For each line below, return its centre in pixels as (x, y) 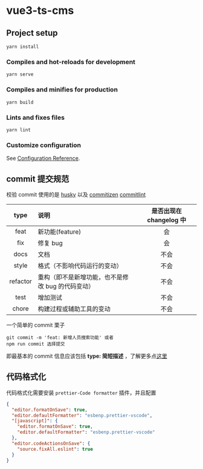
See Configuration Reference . (43, 159)
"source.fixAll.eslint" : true (55, 449)
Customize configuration (44, 145)
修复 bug (50, 243)
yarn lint (19, 130)
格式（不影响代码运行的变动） (80, 266)
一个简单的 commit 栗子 (36, 325)
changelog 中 (166, 220)
